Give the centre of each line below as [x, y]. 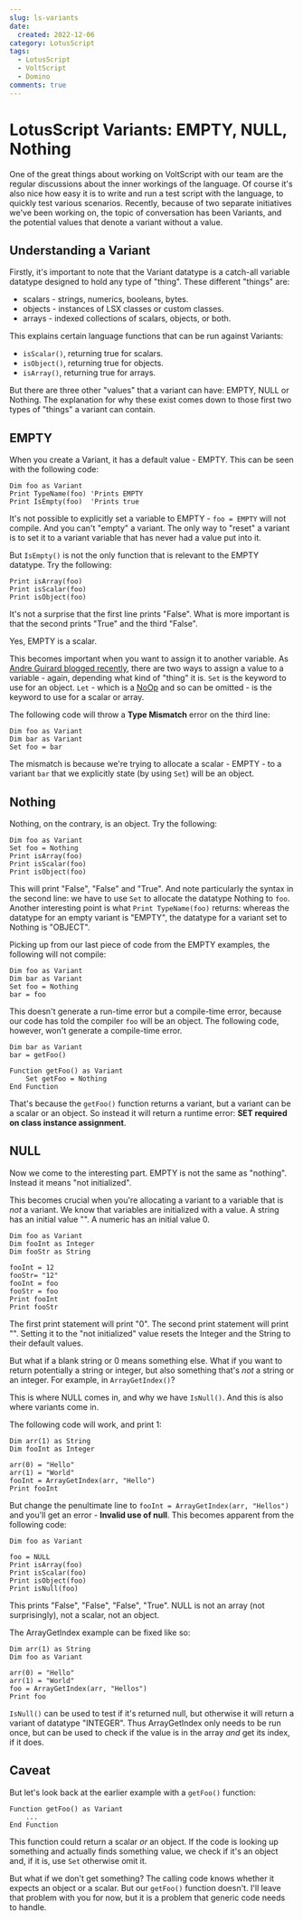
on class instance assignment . [68, 1123]
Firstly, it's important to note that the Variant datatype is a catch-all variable [150, 272]
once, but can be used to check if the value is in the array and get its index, [150, 1732]
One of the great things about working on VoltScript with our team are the [147, 174]
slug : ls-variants [44, 18]
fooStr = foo [34, 1291]
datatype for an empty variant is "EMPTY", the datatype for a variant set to [148, 917]
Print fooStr [34, 1307]
